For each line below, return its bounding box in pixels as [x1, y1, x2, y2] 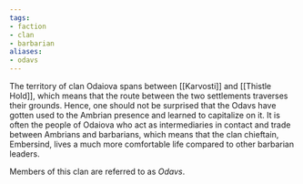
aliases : [9, 47, 43, 56]
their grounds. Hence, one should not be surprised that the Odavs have [9, 100, 277, 110]
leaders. [9, 148, 40, 159]
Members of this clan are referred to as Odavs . [9, 166, 186, 177]
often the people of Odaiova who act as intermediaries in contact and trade [9, 119, 291, 130]
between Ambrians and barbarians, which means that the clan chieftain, [9, 129, 279, 139]
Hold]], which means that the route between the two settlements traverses [9, 90, 288, 101]
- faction [9, 22, 47, 31]
